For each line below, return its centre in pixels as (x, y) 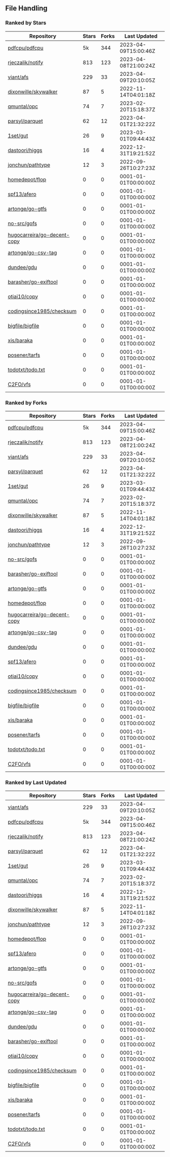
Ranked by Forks (26, 402)
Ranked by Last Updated (36, 782)
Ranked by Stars (26, 23)
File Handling (27, 8)
